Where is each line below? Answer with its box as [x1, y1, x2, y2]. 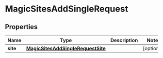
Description [110, 37, 138, 43]
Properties [5, 23, 38, 31]
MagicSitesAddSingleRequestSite [26, 45, 106, 52]
